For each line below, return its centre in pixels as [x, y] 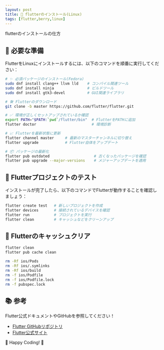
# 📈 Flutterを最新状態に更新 [33, 133]
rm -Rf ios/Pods [22, 262]
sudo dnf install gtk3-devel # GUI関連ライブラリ [65, 93]
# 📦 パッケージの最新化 [27, 151]
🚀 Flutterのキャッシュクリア [48, 236]
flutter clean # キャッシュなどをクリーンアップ [59, 219]
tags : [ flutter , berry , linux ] [35, 19]
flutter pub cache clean [31, 253]
